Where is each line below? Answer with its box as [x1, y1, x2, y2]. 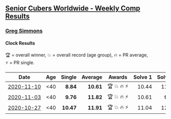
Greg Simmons [5, 28, 43, 35]
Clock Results [5, 40, 36, 46]
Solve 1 [133, 74, 153, 81]
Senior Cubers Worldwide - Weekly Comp [5, 4, 140, 13]
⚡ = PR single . [5, 59, 35, 65]
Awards [108, 74, 128, 81]
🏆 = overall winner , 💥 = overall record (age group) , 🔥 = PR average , [5, 52, 149, 58]
